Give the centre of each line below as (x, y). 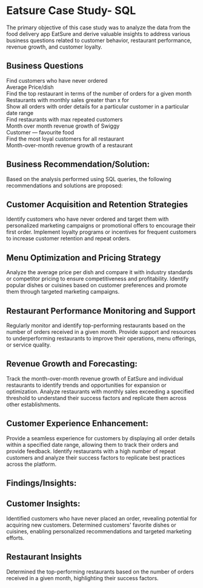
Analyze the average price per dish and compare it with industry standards (99, 272)
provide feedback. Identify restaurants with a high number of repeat (91, 451)
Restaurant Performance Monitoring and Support (101, 311)
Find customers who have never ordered (57, 80)
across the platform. (31, 464)
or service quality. (29, 345)
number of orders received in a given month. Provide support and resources (101, 332)
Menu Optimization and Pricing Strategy (84, 258)
